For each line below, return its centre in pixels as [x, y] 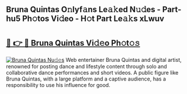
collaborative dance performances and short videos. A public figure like [92, 73]
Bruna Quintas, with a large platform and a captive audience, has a [86, 79]
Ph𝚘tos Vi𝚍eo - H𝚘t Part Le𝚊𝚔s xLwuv [93, 19]
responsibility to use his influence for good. [58, 85]
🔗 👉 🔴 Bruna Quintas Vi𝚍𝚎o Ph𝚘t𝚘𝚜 [73, 43]
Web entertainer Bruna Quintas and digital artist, [124, 60]
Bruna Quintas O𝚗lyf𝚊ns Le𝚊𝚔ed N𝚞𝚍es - [83, 10]
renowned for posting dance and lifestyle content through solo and [86, 66]
